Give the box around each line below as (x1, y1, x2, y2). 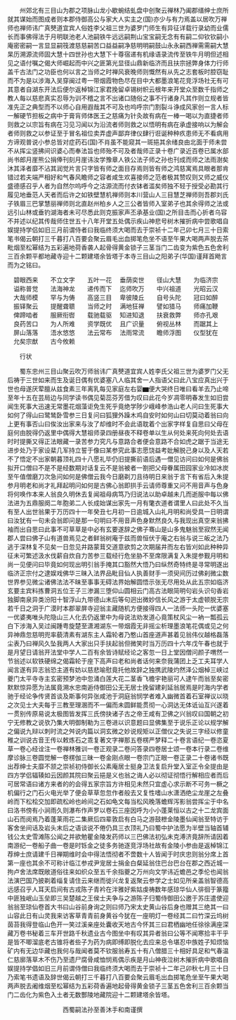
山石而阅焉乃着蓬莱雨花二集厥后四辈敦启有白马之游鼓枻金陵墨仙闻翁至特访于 (7, 815, 229, 823)
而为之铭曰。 (7, 261, 44, 269)
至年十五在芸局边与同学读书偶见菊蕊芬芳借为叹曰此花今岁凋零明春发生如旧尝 (7, 393, 229, 402)
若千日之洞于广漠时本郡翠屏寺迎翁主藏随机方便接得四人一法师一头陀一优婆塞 (7, 604, 229, 613)
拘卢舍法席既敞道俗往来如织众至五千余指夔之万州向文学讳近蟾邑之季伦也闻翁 (7, 868, 229, 876)
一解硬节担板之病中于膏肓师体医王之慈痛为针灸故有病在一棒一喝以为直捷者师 (7, 112, 229, 119)
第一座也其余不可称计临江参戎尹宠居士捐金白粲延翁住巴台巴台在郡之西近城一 (7, 859, 229, 867)
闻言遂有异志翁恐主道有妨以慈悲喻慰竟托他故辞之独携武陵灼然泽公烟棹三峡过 (7, 666, 229, 674)
